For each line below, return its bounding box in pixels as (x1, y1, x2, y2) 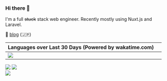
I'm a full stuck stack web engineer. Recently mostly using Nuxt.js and (5, 16, 152, 22)
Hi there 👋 (5, 5, 31, 12)
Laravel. (5, 21, 22, 28)
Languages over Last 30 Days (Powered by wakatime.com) (8, 44, 154, 51)
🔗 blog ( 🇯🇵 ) (5, 32, 32, 38)
